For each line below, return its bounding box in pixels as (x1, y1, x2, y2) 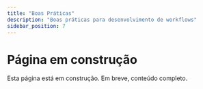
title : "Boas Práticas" (7, 10, 75, 17)
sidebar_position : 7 (7, 22, 66, 29)
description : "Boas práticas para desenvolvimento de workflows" (7, 16, 197, 23)
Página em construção (7, 52, 138, 67)
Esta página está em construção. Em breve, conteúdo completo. (7, 74, 188, 82)
